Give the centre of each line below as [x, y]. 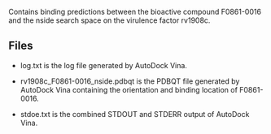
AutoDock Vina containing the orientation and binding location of [129, 89]
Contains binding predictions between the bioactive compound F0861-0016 [135, 12]
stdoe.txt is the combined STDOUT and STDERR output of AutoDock [135, 114]
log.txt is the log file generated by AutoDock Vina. [103, 65]
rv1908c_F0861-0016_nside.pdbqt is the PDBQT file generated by [130, 81]
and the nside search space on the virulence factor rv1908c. [109, 20]
